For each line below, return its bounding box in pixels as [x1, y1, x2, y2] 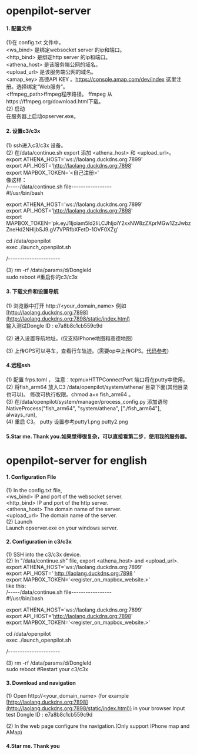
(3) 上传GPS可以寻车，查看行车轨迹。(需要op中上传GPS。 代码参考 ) [6, 347, 169, 354]
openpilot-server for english [6, 453, 147, 467]
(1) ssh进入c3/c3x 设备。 [6, 142, 66, 149]
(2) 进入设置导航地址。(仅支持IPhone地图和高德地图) [6, 335, 133, 342]
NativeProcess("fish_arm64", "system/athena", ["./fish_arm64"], [6, 405, 162, 411]
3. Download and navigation [6, 679, 76, 686]
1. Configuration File [6, 473, 56, 481]
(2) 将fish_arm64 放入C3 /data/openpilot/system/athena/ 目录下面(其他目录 [6, 384, 188, 390]
